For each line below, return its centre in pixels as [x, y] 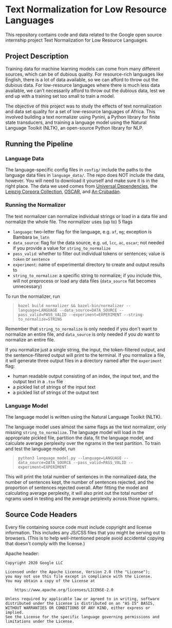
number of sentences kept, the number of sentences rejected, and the [80, 482]
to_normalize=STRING [40, 319]
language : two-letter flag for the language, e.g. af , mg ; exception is [82, 231]
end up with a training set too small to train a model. [60, 96]
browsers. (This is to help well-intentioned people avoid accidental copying [85, 538]
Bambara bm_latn [31, 237]
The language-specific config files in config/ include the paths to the [79, 170]
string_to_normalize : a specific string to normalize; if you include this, [87, 275]
